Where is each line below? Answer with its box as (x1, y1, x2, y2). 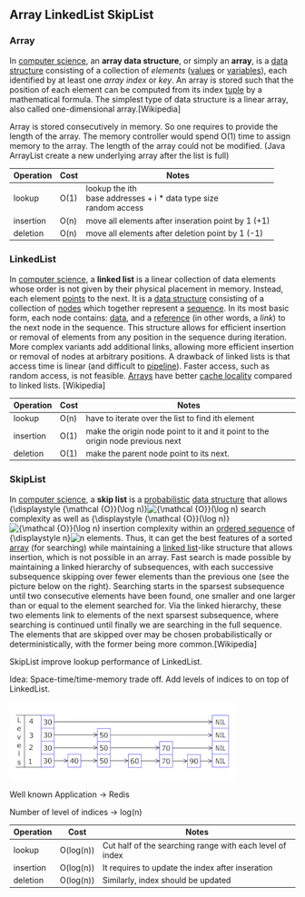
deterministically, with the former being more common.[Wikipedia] (9, 638, 257, 649)
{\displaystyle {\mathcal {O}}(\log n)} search (9, 503, 266, 514)
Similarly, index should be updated (103, 875, 231, 886)
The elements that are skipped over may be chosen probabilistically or (9, 628, 273, 639)
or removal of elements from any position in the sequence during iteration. (9, 331, 288, 342)
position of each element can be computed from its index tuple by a (9, 84, 263, 94)
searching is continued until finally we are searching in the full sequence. (9, 619, 282, 630)
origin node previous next (85, 435, 182, 446)
